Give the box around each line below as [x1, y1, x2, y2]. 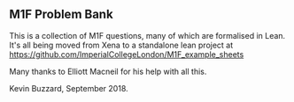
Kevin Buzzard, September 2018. [9, 83, 128, 93]
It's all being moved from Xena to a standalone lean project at [9, 40, 234, 50]
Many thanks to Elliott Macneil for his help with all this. [9, 66, 207, 76]
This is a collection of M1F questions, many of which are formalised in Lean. [9, 30, 286, 40]
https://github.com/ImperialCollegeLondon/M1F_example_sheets [9, 48, 244, 60]
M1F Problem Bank [9, 7, 113, 22]
